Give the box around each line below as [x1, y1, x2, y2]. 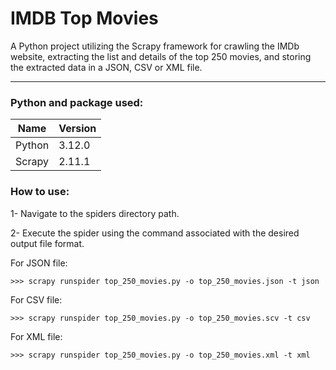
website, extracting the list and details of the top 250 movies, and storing [10, 50, 312, 62]
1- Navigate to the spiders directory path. [10, 207, 180, 219]
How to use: [10, 185, 70, 199]
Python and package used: [10, 95, 144, 109]
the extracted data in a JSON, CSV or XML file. [10, 61, 203, 73]
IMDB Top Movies [10, 7, 159, 30]
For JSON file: [10, 257, 68, 269]
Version [58, 122, 97, 136]
